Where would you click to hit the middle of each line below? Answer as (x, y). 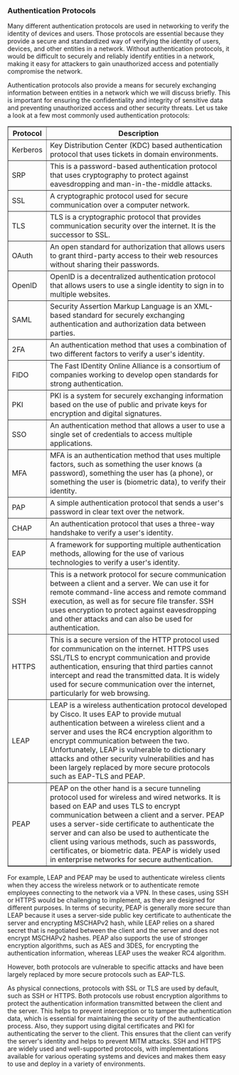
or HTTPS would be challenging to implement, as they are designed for (111, 900)
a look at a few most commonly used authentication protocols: (99, 115)
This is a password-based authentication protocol (133, 166)
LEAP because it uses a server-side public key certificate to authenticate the (119, 916)
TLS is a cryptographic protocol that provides (125, 217)
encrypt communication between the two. (119, 741)
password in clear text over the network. (117, 512)
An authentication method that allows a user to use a (137, 425)
